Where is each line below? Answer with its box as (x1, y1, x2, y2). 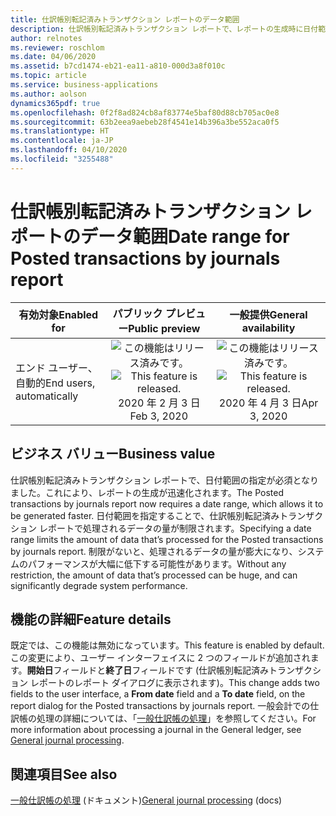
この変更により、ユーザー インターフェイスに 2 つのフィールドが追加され (10, 652, 311, 664)
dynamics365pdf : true (10, 98, 101, 108)
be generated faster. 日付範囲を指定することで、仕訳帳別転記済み (10, 509, 280, 521)
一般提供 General (229, 307, 308, 321)
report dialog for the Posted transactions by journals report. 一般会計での (10, 700, 311, 712)
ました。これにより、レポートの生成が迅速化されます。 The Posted (10, 486, 285, 498)
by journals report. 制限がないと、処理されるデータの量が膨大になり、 (10, 545, 298, 557)
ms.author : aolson (10, 89, 87, 99)
